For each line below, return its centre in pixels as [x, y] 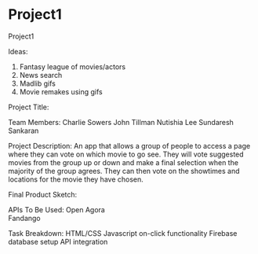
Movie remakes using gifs [61, 91]
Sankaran [24, 131]
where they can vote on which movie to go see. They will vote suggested [126, 154]
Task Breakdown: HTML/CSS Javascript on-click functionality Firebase [123, 233]
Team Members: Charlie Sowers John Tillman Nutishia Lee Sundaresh [121, 122]
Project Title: [29, 107]
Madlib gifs [38, 83]
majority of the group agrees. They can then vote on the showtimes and [124, 171]
